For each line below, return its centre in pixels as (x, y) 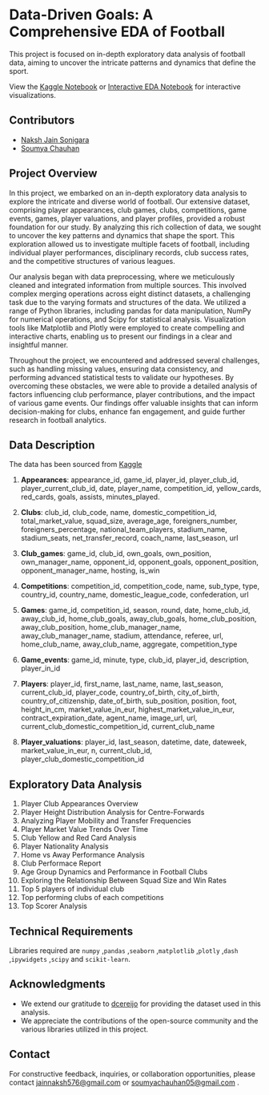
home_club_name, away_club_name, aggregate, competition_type (129, 644)
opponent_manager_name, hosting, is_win (90, 570)
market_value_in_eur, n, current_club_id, (86, 751)
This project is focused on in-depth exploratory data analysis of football (127, 54)
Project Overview (53, 174)
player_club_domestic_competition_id (82, 759)
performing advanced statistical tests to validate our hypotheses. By (122, 377)
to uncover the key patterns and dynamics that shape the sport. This (122, 235)
